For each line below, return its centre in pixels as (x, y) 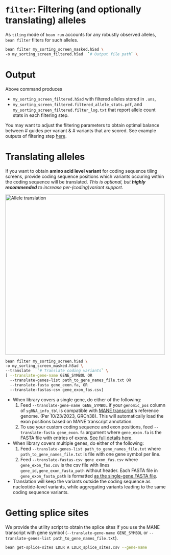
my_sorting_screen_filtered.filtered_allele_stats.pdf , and (77, 104)
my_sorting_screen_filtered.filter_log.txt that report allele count (84, 110)
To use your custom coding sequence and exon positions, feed (87, 427)
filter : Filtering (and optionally (73, 9)
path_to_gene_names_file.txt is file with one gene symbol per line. (90, 454)
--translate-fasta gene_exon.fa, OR (49, 385)
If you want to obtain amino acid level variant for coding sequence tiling (81, 171)
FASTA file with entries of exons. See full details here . (76, 438)
